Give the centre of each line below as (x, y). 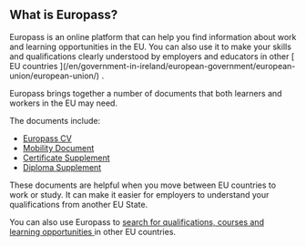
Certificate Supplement (66, 158)
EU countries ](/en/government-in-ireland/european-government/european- (153, 66)
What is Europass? (64, 15)
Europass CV (47, 138)
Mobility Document (58, 148)
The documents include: (55, 120)
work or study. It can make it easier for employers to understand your (139, 194)
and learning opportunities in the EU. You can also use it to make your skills (150, 46)
